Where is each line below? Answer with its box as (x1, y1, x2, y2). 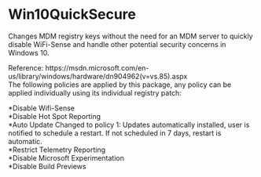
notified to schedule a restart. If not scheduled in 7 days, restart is (8, 128, 222, 138)
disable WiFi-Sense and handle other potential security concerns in (8, 39, 226, 49)
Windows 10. (8, 48, 50, 57)
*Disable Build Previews (8, 161, 86, 171)
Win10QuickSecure (8, 5, 136, 23)
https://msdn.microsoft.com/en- (45, 63, 149, 72)
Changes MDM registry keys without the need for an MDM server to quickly (8, 31, 253, 41)
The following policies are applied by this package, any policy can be (8, 80, 232, 89)
